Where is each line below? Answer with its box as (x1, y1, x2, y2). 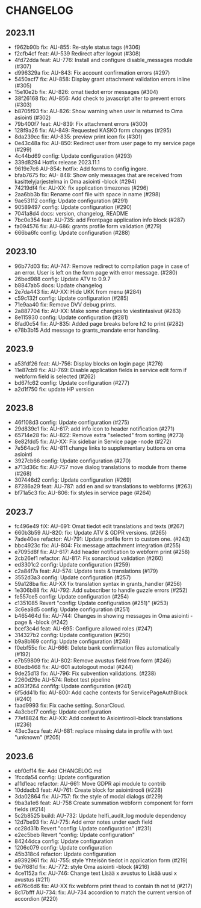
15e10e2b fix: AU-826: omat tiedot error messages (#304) (14, 89, 159, 95)
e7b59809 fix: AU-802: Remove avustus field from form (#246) (14, 657, 172, 664)
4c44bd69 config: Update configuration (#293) (14, 152, 132, 160)
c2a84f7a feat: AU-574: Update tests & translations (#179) (14, 567, 158, 575)
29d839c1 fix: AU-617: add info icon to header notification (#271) (14, 425, 175, 432)
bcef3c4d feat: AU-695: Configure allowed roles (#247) (14, 625, 153, 632)
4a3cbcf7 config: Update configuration (14, 708, 112, 715)
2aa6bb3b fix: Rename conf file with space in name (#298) (14, 191, 161, 197)
